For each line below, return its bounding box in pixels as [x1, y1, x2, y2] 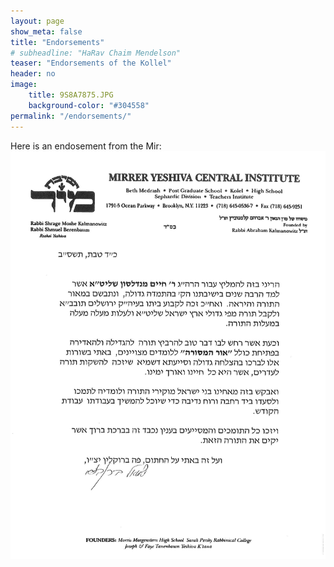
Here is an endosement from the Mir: [10, 140, 162, 152]
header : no [10, 69, 56, 79]
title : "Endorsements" [10, 37, 105, 47]
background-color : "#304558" [28, 100, 150, 110]
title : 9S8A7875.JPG [28, 90, 114, 100]
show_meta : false [10, 26, 83, 37]
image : [10, 80, 38, 90]
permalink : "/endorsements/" [10, 111, 132, 121]
